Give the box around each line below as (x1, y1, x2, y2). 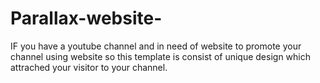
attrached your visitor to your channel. (10, 61, 168, 73)
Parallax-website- (10, 7, 163, 30)
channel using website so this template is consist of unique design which (10, 50, 312, 62)
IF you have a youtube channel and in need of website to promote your (10, 40, 302, 52)
